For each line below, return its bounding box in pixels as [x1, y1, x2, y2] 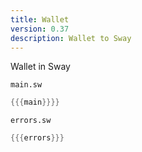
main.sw [10, 80, 43, 90]
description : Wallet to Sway [10, 33, 132, 43]
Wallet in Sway [10, 61, 71, 73]
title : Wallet [10, 14, 70, 25]
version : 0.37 [10, 24, 70, 34]
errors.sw [10, 116, 52, 126]
